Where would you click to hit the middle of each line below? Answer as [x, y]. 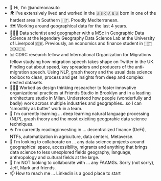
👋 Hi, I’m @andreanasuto [35, 8]
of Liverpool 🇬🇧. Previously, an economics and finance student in [76, 43]
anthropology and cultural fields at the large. [54, 157]
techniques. [22, 124]
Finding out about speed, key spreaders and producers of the [72, 67]
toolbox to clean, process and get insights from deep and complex [77, 77]
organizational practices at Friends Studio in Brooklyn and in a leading [80, 93]
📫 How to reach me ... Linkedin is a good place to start [65, 173]
